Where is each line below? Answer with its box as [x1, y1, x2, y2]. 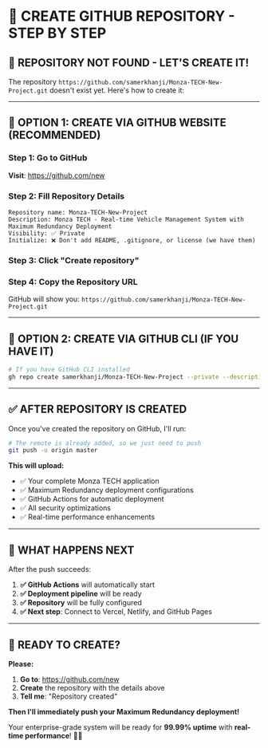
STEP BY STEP [8, 24, 107, 42]
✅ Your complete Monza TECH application [19, 476, 160, 486]
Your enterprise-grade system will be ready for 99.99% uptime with [8, 722, 233, 732]
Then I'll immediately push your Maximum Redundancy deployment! [8, 707, 240, 716]
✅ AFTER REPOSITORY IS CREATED [8, 403, 187, 416]
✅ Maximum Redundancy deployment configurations [19, 486, 194, 495]
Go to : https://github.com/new [19, 674, 120, 684]
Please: [8, 659, 34, 668]
